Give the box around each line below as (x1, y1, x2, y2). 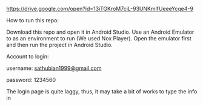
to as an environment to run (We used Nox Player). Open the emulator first (6, 35, 192, 42)
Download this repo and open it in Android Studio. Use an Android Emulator (6, 28, 195, 36)
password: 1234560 (6, 76, 56, 83)
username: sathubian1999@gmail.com (6, 64, 102, 72)
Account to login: (6, 53, 49, 60)
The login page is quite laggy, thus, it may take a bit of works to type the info (6, 88, 198, 95)
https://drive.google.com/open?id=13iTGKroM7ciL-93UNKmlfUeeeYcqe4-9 (6, 5, 194, 12)
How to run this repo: (6, 17, 59, 23)
